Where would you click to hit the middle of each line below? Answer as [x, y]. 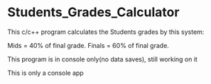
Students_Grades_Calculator [93, 12]
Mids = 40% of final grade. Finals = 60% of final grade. [88, 45]
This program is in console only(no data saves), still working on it [102, 59]
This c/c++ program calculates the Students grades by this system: [106, 32]
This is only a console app [45, 73]
